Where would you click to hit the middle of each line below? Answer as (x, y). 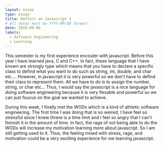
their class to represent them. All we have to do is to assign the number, (78, 82)
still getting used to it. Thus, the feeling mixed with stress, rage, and (74, 133)
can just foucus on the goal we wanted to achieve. (56, 97)
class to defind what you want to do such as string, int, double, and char (78, 71)
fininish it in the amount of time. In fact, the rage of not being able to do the (81, 122)
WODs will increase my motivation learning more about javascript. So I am (80, 128)
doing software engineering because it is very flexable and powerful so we (81, 92)
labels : (13, 32)
